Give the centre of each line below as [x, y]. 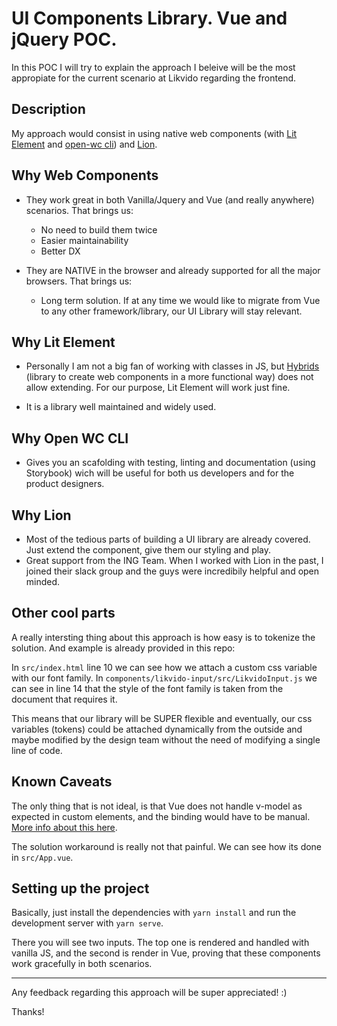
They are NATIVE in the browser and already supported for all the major [173, 270]
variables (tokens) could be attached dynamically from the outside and [157, 729]
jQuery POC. [64, 39]
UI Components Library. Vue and [149, 18]
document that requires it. [64, 699]
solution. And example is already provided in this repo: [123, 648]
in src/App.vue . [42, 857]
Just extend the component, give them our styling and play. [148, 550]
